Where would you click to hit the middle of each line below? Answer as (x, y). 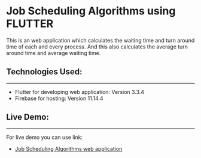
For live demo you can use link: (45, 137)
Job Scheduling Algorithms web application (68, 148)
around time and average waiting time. (54, 53)
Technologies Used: (44, 72)
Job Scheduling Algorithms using (91, 11)
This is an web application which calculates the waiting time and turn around (100, 40)
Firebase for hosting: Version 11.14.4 (59, 98)
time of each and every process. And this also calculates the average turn (97, 47)
